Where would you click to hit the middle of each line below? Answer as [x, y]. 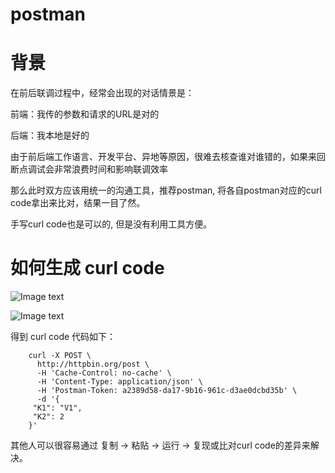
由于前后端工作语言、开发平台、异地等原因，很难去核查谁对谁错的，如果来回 [168, 157]
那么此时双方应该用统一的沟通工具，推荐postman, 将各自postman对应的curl [166, 190]
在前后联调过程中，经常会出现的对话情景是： [102, 93]
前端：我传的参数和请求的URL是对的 [85, 114]
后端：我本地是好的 [50, 135]
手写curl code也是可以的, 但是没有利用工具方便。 [111, 224]
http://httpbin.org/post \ [93, 364]
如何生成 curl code [87, 268]
